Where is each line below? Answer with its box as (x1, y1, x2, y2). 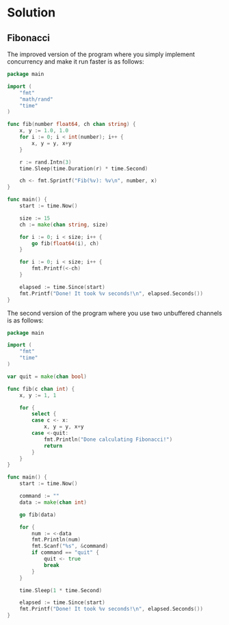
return (43, 442, 63, 449)
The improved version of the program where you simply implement (7, 50, 196, 58)
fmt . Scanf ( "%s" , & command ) (31, 543, 109, 550)
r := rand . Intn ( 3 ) (19, 159, 72, 166)
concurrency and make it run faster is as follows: (7, 58, 145, 66)
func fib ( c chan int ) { (7, 385, 75, 392)
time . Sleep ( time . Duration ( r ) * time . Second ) (19, 165, 148, 172)
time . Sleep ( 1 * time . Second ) (19, 587, 103, 594)
